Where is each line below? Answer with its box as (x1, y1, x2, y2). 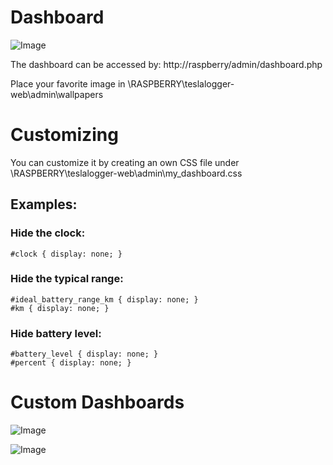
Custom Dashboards (10, 391, 185, 414)
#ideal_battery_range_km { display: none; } (10, 294, 199, 305)
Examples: (10, 196, 78, 213)
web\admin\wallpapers (10, 88, 104, 100)
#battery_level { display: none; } (10, 349, 159, 360)
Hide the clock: (10, 226, 86, 240)
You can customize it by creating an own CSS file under (10, 156, 240, 168)
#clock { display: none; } (10, 249, 123, 259)
